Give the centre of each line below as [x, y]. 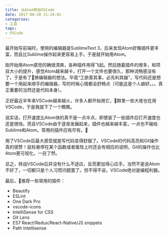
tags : [11, 29]
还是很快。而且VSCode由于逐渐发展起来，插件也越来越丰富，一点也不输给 [81, 124]
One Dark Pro [26, 201]
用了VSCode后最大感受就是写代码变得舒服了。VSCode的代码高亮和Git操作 [82, 141]
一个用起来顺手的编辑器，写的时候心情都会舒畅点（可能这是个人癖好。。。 [84, 84]
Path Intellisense [29, 228]
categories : [17, 19]
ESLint [19, 196]
